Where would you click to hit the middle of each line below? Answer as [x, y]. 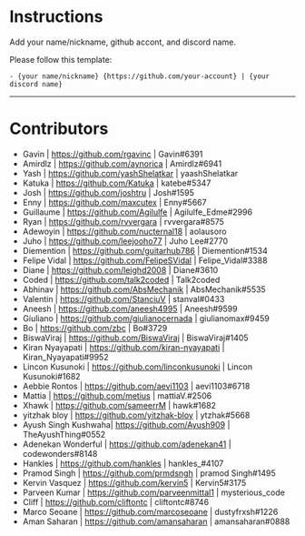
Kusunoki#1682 [51, 376]
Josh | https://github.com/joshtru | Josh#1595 [108, 192]
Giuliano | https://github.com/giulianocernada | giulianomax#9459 [146, 318]
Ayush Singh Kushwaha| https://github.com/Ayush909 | [126, 424]
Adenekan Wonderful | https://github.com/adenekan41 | [127, 444]
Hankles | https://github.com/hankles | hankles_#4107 [123, 463]
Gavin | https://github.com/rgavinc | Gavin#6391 [113, 154]
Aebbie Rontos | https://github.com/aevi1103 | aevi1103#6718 [136, 386]
